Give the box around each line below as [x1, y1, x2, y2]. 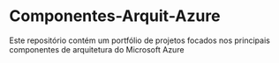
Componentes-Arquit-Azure [9, 6, 221, 26]
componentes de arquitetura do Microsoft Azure [9, 44, 185, 54]
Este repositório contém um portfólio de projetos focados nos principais [9, 35, 271, 45]
